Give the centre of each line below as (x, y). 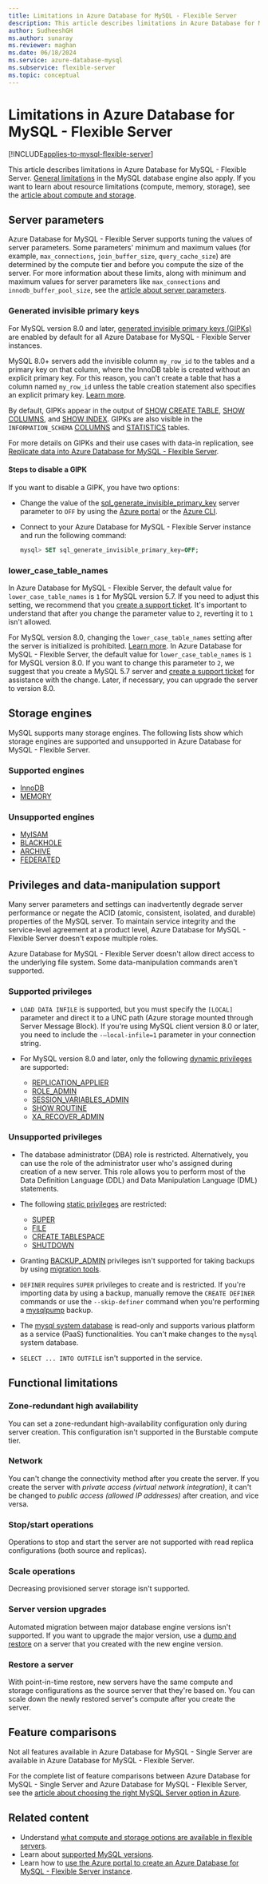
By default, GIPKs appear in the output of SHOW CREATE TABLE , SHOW (127, 410)
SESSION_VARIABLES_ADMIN (80, 1100)
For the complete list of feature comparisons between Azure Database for (130, 1775)
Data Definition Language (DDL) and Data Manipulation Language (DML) (138, 1179)
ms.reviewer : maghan (43, 46)
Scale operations (42, 1571)
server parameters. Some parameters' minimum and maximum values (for (130, 248)
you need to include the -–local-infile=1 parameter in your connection (138, 1034)
